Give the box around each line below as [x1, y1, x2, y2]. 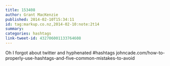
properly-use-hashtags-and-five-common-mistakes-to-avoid [5, 55, 135, 61]
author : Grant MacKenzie [5, 12, 58, 17]
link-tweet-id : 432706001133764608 [5, 36, 81, 41]
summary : [5, 26, 24, 31]
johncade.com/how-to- [116, 49, 165, 56]
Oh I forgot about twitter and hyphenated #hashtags [5, 49, 115, 56]
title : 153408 [5, 7, 36, 13]
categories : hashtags [5, 31, 52, 36]
